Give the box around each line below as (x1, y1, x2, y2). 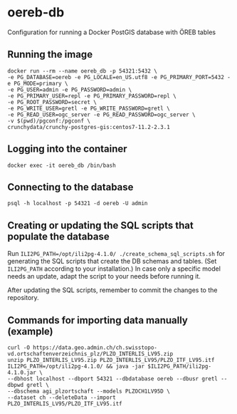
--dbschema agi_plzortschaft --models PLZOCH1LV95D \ (7, 388, 171, 395)
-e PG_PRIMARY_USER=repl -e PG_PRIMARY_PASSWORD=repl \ (7, 92, 177, 100)
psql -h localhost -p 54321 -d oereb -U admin (7, 200, 148, 207)
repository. (7, 294, 39, 302)
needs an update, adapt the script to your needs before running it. (7, 272, 201, 281)
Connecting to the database (7, 181, 134, 193)
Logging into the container (7, 143, 127, 155)
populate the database (7, 230, 110, 242)
